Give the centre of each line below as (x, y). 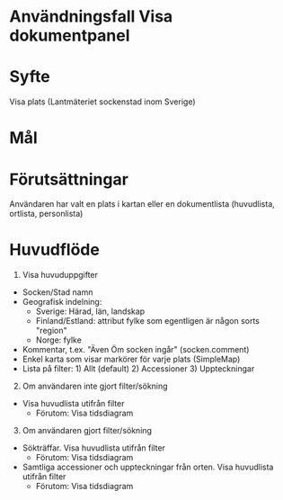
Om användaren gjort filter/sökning (87, 431)
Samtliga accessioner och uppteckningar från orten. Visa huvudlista (148, 467)
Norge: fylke (59, 340)
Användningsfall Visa (91, 17)
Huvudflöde (55, 250)
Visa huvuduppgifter (60, 275)
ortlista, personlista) (46, 214)
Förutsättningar (69, 179)
